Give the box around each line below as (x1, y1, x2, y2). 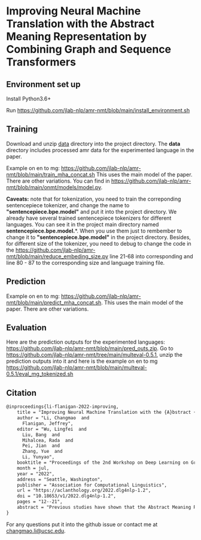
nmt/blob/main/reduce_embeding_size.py (6, 252, 109, 259)
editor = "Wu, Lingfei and (17, 426, 87, 432)
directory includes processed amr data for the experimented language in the (6, 146, 194, 154)
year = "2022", (17, 470, 55, 477)
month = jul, (17, 465, 50, 471)
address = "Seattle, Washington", (17, 476, 103, 482)
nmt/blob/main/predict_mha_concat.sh (6, 299, 102, 306)
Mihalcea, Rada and (22, 437, 74, 443)
